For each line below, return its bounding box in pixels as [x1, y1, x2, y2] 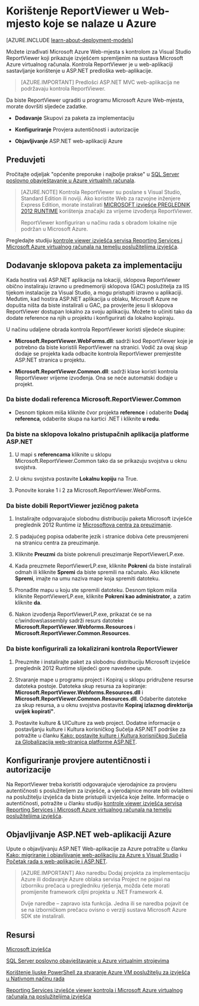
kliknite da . [14, 599, 42, 606]
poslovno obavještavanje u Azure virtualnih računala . [6, 177, 136, 184]
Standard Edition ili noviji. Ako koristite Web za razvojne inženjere [20, 195, 181, 202]
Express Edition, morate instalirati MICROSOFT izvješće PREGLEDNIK [20, 201, 191, 208]
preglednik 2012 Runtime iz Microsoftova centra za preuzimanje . [14, 521, 172, 528]
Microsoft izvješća [6, 946, 52, 953]
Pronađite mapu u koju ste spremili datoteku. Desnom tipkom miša [14, 587, 177, 594]
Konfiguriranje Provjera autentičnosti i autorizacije [14, 126, 139, 133]
